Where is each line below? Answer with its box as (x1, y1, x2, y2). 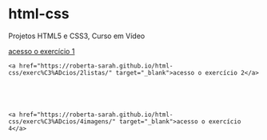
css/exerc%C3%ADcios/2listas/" (8, 68, 113, 76)
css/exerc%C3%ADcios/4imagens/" (8, 117, 116, 126)
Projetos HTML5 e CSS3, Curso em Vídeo (8, 31, 145, 41)
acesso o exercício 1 (8, 46, 75, 56)
